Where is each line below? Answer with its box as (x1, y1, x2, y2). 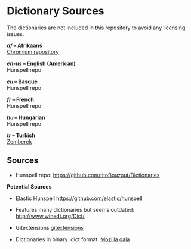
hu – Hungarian (7, 114, 45, 121)
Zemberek (7, 138, 32, 145)
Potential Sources (7, 183, 52, 190)
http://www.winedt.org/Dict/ (15, 212, 85, 220)
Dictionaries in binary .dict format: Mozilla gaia (15, 235, 130, 243)
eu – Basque (7, 78, 38, 85)
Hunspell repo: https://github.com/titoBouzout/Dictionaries (15, 171, 160, 178)
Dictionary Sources (7, 4, 104, 18)
